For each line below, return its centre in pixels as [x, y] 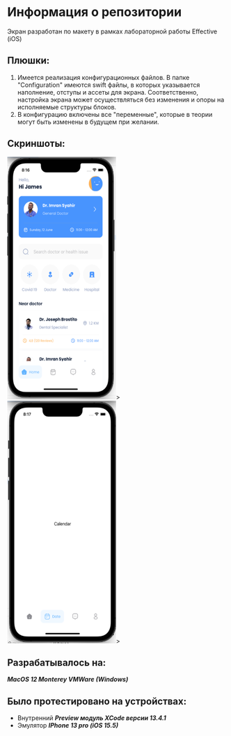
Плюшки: [29, 61]
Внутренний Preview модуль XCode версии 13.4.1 [92, 718]
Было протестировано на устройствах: [97, 701]
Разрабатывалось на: [57, 663]
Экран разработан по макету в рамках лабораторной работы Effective [112, 31]
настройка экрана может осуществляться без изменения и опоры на [121, 99]
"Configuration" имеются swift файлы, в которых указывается [109, 85]
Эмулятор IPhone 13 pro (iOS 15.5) [68, 726]
